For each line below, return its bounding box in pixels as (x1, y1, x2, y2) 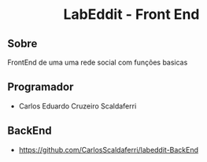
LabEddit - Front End (63, 6, 200, 24)
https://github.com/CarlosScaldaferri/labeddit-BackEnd (18, 145, 198, 154)
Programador (7, 80, 74, 94)
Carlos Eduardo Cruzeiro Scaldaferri (18, 101, 137, 111)
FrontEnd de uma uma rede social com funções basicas (7, 57, 188, 67)
